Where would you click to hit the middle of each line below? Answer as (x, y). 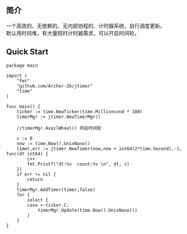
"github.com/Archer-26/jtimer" (55, 86)
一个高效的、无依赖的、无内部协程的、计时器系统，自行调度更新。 (86, 26)
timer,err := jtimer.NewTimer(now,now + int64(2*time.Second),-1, (99, 148)
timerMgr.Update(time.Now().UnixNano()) (87, 210)
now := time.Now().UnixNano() (54, 143)
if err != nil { (37, 174)
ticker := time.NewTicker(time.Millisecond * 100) (80, 111)
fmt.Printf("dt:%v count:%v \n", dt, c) (79, 164)
